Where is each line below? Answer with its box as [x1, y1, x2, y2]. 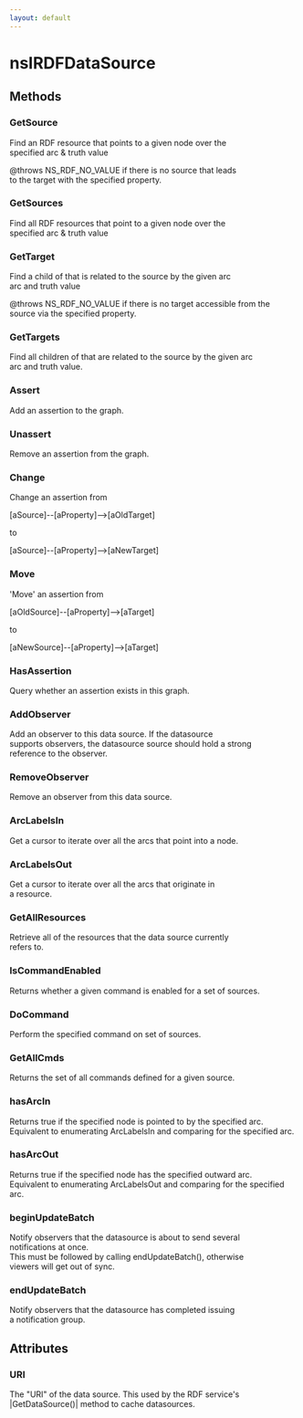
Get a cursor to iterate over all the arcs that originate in [9, 878, 215, 890]
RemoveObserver [9, 771, 89, 783]
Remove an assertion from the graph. [9, 448, 150, 459]
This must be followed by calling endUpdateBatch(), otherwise [9, 1252, 245, 1263]
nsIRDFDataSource [9, 52, 156, 73]
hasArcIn [9, 1095, 51, 1108]
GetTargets [9, 331, 61, 343]
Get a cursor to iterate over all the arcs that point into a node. [9, 835, 239, 846]
